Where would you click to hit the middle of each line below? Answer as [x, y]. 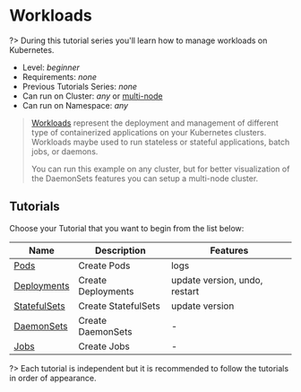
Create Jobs [104, 346]
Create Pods [104, 266]
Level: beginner [51, 67]
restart [185, 291]
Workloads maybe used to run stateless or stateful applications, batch [160, 142]
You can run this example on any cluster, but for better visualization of [160, 169]
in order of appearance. [53, 378]
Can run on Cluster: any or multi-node [92, 96]
